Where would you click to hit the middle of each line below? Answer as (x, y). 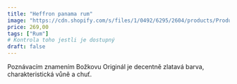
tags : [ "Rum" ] (28, 34)
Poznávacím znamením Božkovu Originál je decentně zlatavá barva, (106, 67)
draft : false (26, 47)
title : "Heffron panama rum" (50, 14)
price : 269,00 (28, 27)
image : (17, 20)
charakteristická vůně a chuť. (50, 74)
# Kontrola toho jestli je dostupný (61, 40)
